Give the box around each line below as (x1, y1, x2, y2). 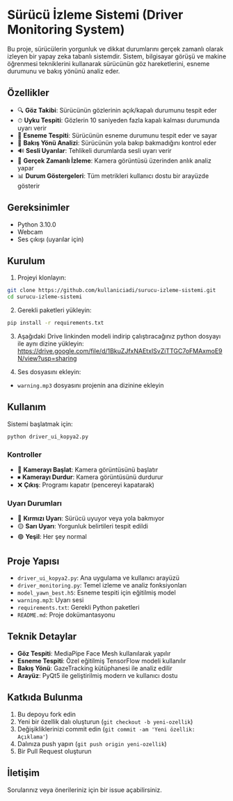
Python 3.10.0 (17, 220, 57, 229)
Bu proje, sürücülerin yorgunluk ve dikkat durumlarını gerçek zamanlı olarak (7, 44, 224, 53)
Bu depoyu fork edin (17, 710, 77, 718)
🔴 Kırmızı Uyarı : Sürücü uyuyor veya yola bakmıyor (17, 515, 165, 523)
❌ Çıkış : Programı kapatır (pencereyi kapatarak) (17, 480, 155, 489)
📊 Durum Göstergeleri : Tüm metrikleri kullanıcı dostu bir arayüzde (17, 171, 209, 180)
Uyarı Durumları (7, 498, 63, 508)
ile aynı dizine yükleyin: (17, 339, 84, 348)
